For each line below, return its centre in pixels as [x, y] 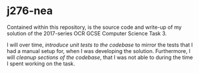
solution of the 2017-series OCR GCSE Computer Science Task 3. [87, 33]
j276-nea [30, 11]
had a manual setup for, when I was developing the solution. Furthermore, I [99, 51]
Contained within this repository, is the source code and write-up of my [94, 27]
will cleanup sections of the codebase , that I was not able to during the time [100, 57]
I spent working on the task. [41, 64]
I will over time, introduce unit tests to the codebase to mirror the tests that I [100, 45]
